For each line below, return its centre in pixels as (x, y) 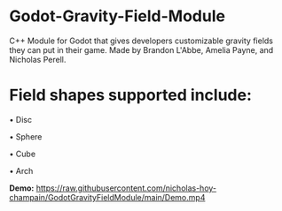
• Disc (21, 119)
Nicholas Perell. (38, 59)
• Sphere (26, 136)
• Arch (21, 170)
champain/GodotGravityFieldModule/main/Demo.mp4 (107, 197)
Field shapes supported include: (131, 95)
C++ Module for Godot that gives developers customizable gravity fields (141, 41)
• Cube (23, 154)
